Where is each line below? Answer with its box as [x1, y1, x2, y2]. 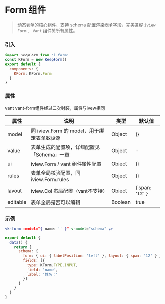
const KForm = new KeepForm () [5, 57, 67, 62]
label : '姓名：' [27, 272, 58, 276]
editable [7, 198, 27, 205]
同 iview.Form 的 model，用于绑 [31, 127, 104, 134]
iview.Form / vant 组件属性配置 [31, 160, 102, 167]
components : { [9, 66, 38, 71]
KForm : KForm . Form [14, 71, 52, 76]
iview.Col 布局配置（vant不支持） [31, 187, 108, 194]
